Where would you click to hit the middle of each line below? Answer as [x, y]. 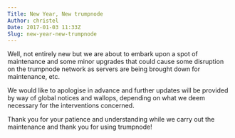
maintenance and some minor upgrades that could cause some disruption [116, 62]
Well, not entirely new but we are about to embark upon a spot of [103, 54]
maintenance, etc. [34, 77]
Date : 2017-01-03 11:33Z [44, 27]
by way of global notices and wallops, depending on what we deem [106, 98]
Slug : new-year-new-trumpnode [52, 34]
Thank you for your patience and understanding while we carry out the [111, 120]
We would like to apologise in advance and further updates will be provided [118, 90]
